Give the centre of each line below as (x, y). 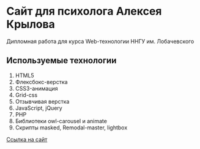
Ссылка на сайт (27, 139)
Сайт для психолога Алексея (84, 11)
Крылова (31, 24)
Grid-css (26, 95)
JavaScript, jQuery (39, 108)
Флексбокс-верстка (42, 82)
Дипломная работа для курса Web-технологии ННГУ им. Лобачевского (100, 41)
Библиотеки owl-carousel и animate (61, 121)
